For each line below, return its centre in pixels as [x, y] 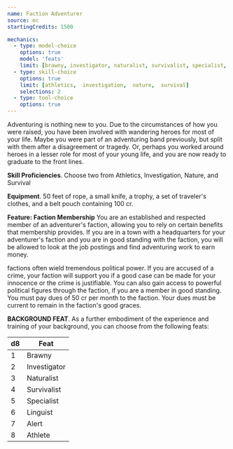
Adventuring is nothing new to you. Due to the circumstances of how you [113, 124]
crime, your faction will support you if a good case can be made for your [112, 275]
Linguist [40, 412]
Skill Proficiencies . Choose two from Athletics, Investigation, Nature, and [113, 175]
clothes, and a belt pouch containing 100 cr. [70, 203]
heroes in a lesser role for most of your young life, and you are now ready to [117, 154]
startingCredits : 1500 [40, 27]
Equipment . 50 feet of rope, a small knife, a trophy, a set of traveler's [107, 196]
